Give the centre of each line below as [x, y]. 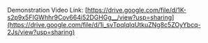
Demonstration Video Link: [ [47, 10]
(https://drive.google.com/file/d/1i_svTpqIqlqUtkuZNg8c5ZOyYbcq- [104, 25]
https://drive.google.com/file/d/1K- [137, 10]
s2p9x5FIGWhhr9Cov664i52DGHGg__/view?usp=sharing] [91, 17]
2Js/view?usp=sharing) [41, 32]
